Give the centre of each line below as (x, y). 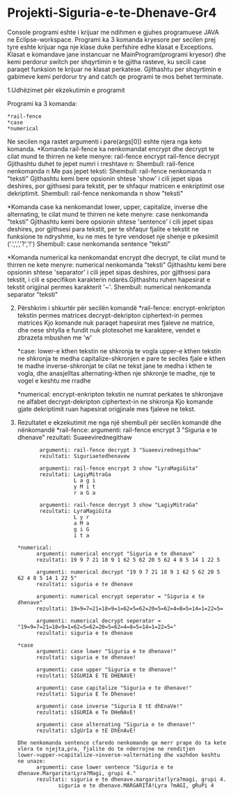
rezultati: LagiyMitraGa (75, 474)
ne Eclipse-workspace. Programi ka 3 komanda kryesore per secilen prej (111, 39)
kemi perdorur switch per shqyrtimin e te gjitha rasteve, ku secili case (107, 61)
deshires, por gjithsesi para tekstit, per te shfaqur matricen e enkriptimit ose (116, 185)
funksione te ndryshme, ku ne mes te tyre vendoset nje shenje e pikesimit (113, 236)
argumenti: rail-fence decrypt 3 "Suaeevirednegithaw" (120, 450)
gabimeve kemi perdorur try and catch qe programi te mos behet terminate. (115, 76)
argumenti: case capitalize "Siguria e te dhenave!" (114, 688)
